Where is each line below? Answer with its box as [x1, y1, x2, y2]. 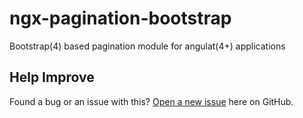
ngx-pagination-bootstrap [9, 7, 232, 30]
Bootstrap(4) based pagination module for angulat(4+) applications [9, 40, 286, 52]
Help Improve [9, 69, 95, 86]
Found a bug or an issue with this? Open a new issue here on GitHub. [9, 95, 294, 107]
